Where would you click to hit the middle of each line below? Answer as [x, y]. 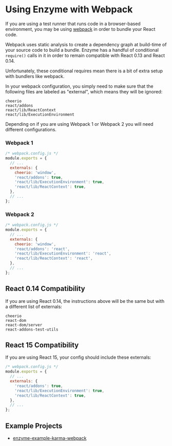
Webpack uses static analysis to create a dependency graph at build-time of [86, 44]
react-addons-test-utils [32, 329]
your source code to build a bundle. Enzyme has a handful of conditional [82, 50]
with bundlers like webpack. [35, 76]
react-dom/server [24, 325]
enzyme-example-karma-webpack [50, 438]
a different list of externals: [34, 306]
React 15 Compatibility [42, 345]
